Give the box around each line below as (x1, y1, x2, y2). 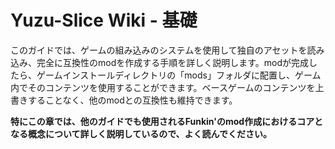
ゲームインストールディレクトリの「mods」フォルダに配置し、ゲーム (36, 69, 322, 81)
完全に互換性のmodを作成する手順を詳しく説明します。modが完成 (36, 56, 310, 68)
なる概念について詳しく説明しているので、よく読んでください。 (10, 127, 272, 140)
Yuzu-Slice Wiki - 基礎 (10, 9, 198, 32)
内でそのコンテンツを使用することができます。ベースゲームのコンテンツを (10, 81, 316, 93)
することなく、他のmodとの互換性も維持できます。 (27, 94, 238, 106)
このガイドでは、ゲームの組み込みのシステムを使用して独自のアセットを (10, 44, 308, 56)
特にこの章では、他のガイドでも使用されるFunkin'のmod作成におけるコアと (10, 115, 323, 127)
